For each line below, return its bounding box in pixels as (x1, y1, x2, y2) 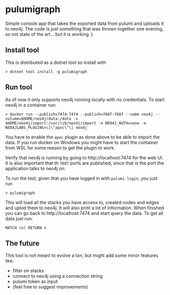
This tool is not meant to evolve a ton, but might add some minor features (5, 252, 158, 258)
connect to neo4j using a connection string (12, 273, 103, 279)
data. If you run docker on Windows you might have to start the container (5, 139, 158, 145)
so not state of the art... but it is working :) (5, 31, 93, 37)
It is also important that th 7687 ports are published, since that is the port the (5, 160, 164, 166)
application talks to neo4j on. (5, 165, 66, 171)
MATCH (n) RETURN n (5, 225, 47, 231)
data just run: (5, 215, 33, 221)
